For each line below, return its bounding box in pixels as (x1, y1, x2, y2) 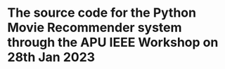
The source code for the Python (7, 5, 197, 21)
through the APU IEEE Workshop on (7, 35, 219, 50)
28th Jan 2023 (7, 49, 96, 66)
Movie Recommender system (7, 20, 182, 36)
